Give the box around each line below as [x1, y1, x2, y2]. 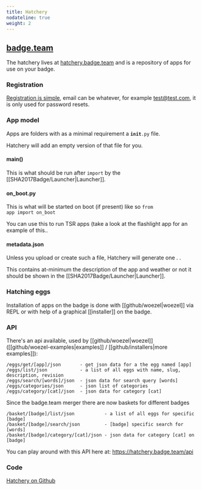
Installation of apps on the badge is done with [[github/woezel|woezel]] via [6, 301, 194, 309]
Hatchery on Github [6, 477, 56, 485]
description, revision [6, 372, 64, 378]
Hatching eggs [6, 287, 50, 296]
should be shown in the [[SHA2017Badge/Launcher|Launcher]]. [6, 272, 165, 280]
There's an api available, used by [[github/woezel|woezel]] [6, 337, 153, 344]
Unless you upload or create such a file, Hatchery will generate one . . [6, 254, 181, 262]
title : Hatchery [6, 9, 47, 15]
